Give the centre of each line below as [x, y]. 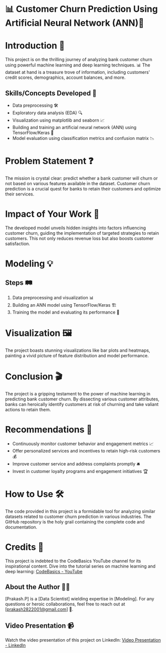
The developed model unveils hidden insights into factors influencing [76, 228]
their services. [20, 194]
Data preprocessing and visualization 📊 [53, 297]
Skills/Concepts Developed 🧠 [51, 93]
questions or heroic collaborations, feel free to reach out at [65, 604]
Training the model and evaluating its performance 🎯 [66, 312]
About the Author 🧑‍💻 [38, 587]
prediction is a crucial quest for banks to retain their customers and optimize [83, 189]
